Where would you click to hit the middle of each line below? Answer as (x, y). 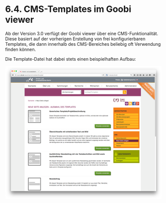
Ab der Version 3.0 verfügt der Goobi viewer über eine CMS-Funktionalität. (82, 33)
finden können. (21, 49)
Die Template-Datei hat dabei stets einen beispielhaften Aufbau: (71, 59)
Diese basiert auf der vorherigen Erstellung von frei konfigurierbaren (75, 39)
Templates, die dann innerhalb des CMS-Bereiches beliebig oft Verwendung (83, 44)
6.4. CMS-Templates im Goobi (68, 9)
